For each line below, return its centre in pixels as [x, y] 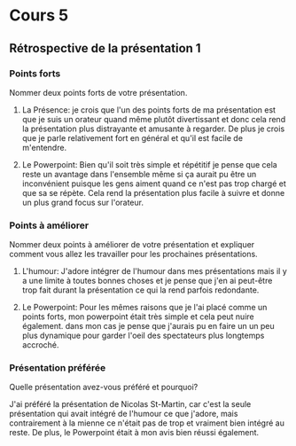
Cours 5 [39, 16]
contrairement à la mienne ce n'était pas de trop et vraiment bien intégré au [147, 423]
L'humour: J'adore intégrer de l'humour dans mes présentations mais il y [155, 271]
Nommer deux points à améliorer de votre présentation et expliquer [132, 245]
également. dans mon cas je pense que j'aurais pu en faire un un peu [148, 326]
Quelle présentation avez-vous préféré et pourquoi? [104, 387]
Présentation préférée [58, 368]
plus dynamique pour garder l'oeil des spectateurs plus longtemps [143, 336]
